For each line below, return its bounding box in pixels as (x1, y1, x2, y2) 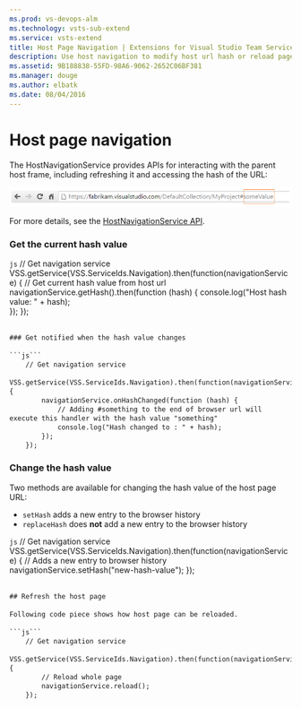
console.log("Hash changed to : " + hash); (56, 423, 222, 432)
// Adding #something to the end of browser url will (56, 405, 262, 414)
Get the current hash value (9, 237, 128, 250)
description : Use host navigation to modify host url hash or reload (9, 52, 275, 62)
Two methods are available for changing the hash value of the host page (9, 482, 277, 493)
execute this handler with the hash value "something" (9, 414, 219, 423)
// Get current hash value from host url (23, 278, 167, 289)
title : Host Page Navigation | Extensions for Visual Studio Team (9, 43, 262, 52)
